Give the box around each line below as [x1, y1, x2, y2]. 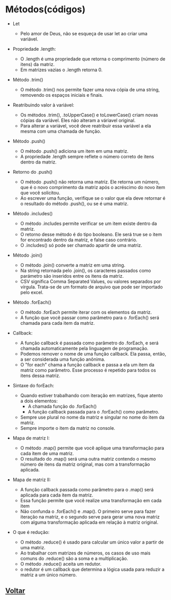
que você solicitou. [20, 190, 60, 196]
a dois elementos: [20, 398, 58, 404]
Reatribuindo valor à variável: [12, 101, 75, 108]
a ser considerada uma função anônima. [20, 356, 106, 362]
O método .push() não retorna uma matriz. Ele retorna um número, [20, 178, 160, 185]
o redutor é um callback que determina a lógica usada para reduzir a [20, 566, 165, 572]
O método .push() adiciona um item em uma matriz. [20, 148, 129, 154]
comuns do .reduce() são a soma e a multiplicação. [20, 555, 129, 562]
